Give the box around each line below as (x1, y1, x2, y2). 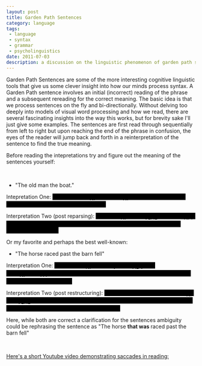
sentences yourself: (6, 158, 55, 165)
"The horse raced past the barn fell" (14, 250, 105, 257)
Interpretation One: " (6, 262, 57, 269)
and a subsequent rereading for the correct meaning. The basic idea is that (6, 95, 192, 103)
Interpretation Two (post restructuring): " (6, 289, 107, 296)
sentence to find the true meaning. (6, 140, 92, 147)
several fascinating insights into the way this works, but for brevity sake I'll (6, 114, 191, 121)
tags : (6, 25, 20, 32)
